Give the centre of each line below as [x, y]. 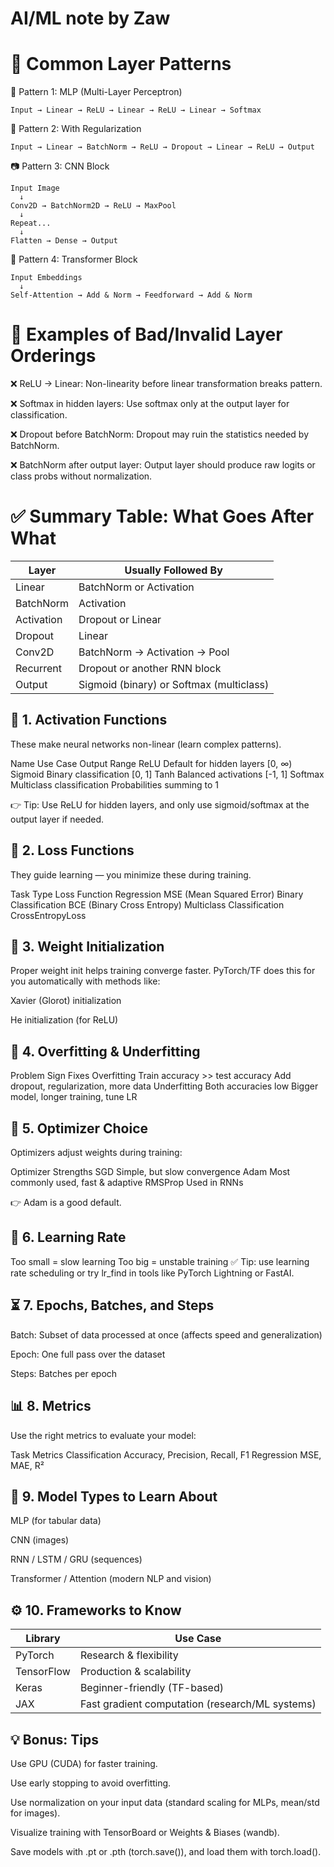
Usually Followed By [173, 570]
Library [43, 1639]
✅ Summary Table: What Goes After [162, 516]
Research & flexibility [129, 1655]
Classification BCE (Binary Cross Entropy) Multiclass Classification [147, 904]
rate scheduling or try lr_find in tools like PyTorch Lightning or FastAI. [152, 1273]
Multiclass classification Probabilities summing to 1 [115, 784]
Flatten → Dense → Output [64, 241]
